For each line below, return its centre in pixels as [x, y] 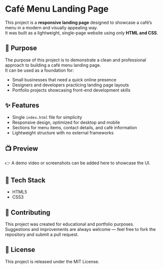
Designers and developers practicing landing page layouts [70, 85]
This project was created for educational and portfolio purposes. [70, 224]
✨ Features [22, 106]
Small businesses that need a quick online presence [64, 79]
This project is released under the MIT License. [52, 261]
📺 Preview [22, 148]
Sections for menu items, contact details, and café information [74, 127]
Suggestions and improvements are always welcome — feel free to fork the [81, 229]
